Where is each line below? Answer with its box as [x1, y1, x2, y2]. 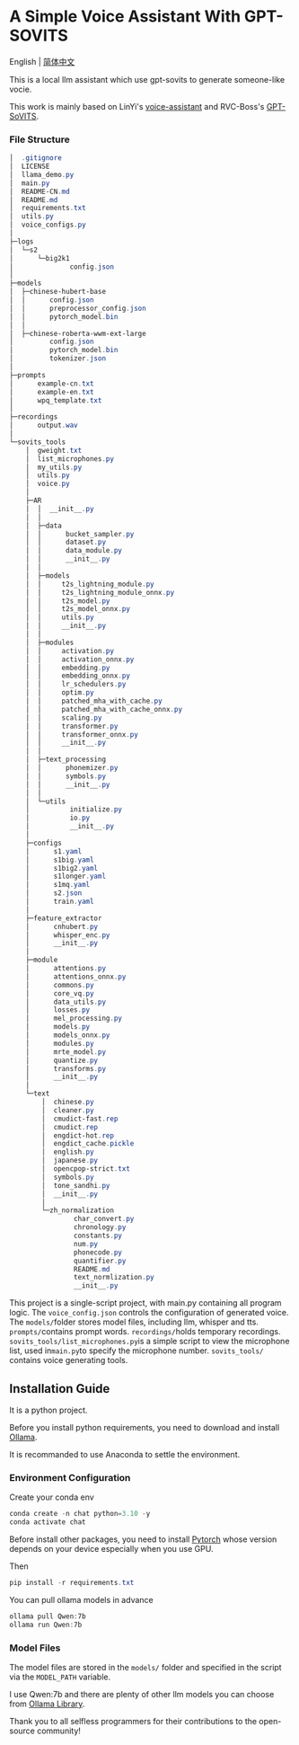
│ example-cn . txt [9, 379, 94, 388]
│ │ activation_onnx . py [25, 654, 135, 664]
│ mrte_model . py [25, 1047, 106, 1057]
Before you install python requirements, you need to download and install [9, 1422, 280, 1433]
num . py [73, 1239, 99, 1248]
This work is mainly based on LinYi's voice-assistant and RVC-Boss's [9, 101, 265, 111]
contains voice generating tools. [9, 1355, 128, 1366]
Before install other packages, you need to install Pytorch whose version [9, 1534, 277, 1545]
